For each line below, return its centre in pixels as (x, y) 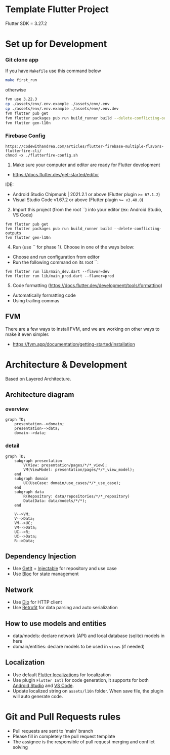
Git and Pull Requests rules (63, 717)
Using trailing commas (36, 300)
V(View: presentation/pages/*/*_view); (66, 465)
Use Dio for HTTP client (37, 602)
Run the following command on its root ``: (55, 262)
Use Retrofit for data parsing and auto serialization (65, 608)
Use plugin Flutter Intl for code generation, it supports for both (80, 680)
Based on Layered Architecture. (38, 379)
